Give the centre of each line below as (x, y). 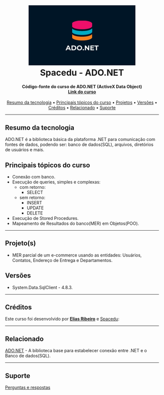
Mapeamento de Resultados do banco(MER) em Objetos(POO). (75, 223)
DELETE (35, 213)
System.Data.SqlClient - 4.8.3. (42, 287)
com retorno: (32, 187)
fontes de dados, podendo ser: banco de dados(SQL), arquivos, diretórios (79, 145)
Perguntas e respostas (28, 387)
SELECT (35, 192)
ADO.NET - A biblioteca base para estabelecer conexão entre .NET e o (76, 351)
